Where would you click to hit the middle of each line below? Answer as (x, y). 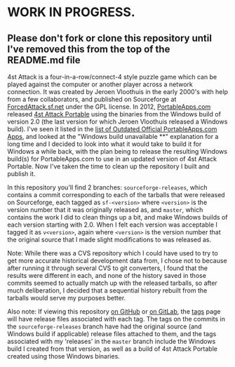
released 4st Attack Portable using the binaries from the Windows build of (114, 114)
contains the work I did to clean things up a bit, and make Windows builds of (117, 217)
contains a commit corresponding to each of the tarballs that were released (116, 195)
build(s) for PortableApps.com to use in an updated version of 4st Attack (112, 159)
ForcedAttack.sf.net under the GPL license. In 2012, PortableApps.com (109, 107)
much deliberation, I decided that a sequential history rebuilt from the (107, 291)
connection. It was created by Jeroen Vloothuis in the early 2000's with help (117, 92)
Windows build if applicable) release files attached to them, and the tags (112, 334)
